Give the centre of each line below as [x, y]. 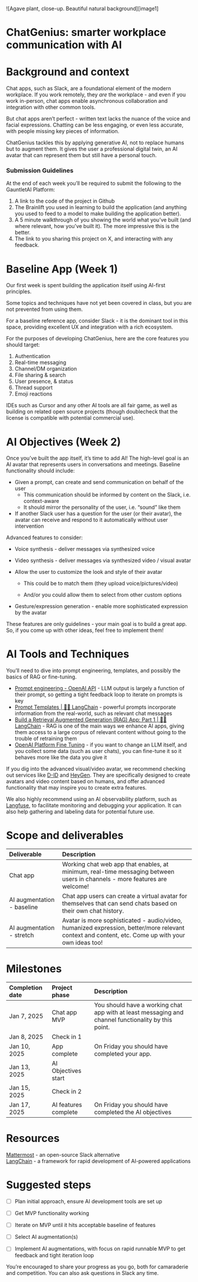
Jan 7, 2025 [26, 1016]
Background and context [68, 72]
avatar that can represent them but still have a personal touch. [82, 155]
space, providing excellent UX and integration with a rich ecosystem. [90, 327]
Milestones [34, 969]
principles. [19, 291]
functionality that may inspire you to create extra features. [77, 788]
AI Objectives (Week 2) [64, 442]
